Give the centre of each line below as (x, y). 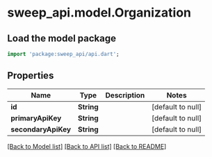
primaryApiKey (36, 118)
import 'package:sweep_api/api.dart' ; (63, 54)
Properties (31, 76)
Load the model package (62, 38)
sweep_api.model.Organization (99, 13)
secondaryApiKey (41, 129)
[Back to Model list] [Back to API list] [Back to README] (87, 146)
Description (125, 95)
